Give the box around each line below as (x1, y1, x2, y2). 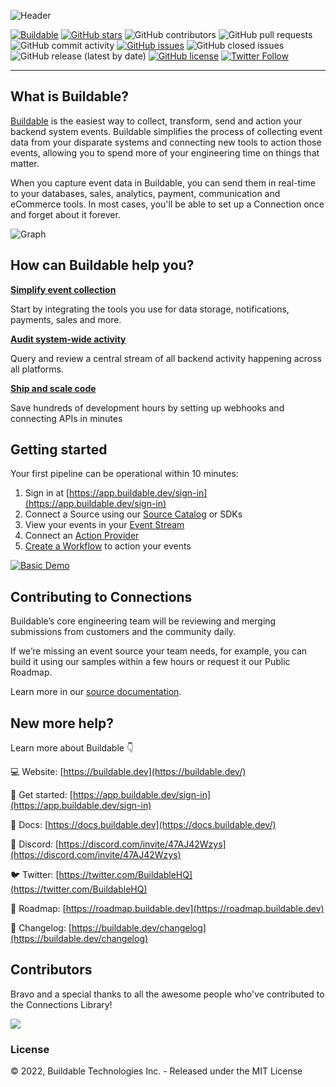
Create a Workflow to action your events (24, 540, 192, 552)
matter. (10, 157, 40, 169)
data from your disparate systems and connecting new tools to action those (10, 136, 322, 148)
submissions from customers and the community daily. (10, 626, 237, 638)
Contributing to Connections (10, 588, 193, 605)
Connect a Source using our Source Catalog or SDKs (24, 508, 243, 520)
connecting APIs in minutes (10, 412, 123, 424)
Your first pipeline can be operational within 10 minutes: (10, 468, 239, 480)
